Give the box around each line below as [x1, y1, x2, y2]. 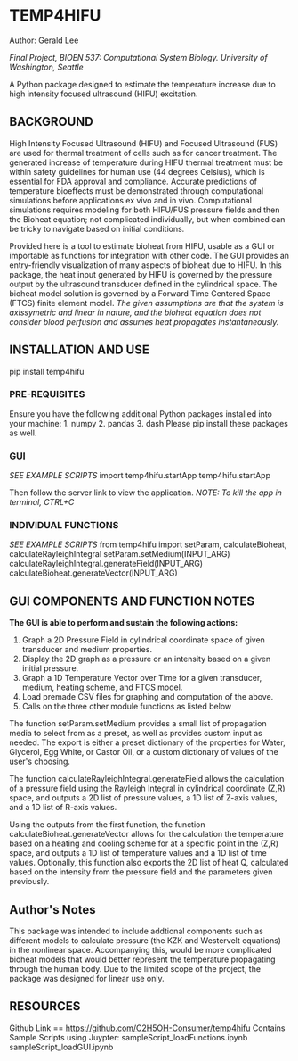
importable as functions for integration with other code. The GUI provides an [9, 250, 290, 261]
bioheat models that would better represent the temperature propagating [9, 954, 276, 965]
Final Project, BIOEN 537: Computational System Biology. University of [9, 52, 269, 62]
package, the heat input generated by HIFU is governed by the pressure [9, 269, 273, 279]
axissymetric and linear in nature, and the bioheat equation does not [9, 307, 262, 318]
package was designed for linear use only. [9, 974, 165, 984]
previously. [9, 876, 50, 887]
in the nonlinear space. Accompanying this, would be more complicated [9, 945, 273, 956]
